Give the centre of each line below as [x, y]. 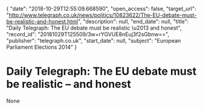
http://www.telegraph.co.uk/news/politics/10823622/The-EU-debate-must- [103, 15]
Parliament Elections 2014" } [42, 47]
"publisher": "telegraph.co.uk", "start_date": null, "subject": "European [94, 41]
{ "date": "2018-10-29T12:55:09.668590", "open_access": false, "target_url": [101, 9]
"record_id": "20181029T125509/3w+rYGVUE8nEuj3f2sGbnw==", [88, 34]
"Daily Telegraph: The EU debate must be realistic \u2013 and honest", [94, 28]
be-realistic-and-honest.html [42, 21]
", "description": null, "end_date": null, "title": [133, 21]
